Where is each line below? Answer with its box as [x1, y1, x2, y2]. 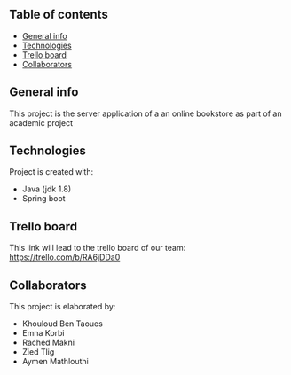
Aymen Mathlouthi [21, 356, 89, 367]
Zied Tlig [21, 347, 55, 357]
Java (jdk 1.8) [21, 184, 72, 194]
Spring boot [21, 193, 66, 204]
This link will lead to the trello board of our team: [9, 243, 186, 254]
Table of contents [9, 7, 108, 22]
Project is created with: [9, 167, 94, 177]
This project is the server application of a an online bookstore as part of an [9, 108, 282, 119]
